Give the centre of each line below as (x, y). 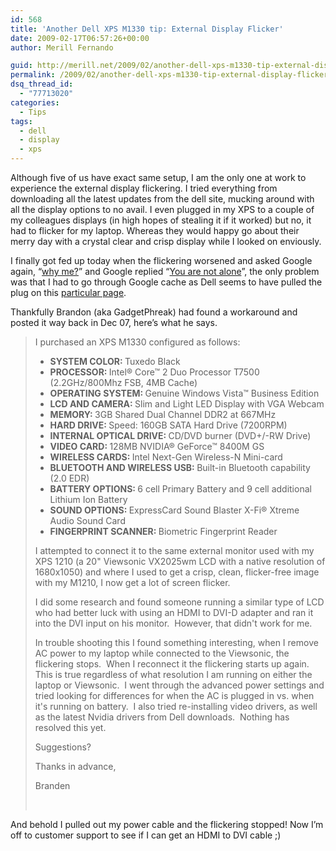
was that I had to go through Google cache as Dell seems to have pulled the (166, 282)
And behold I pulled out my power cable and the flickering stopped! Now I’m (167, 824)
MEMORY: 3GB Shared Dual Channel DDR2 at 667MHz (163, 414)
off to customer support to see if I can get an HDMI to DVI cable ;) (146, 835)
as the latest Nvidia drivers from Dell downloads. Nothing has (162, 717)
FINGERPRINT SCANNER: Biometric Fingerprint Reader (163, 531)
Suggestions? (63, 747)
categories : (35, 102)
